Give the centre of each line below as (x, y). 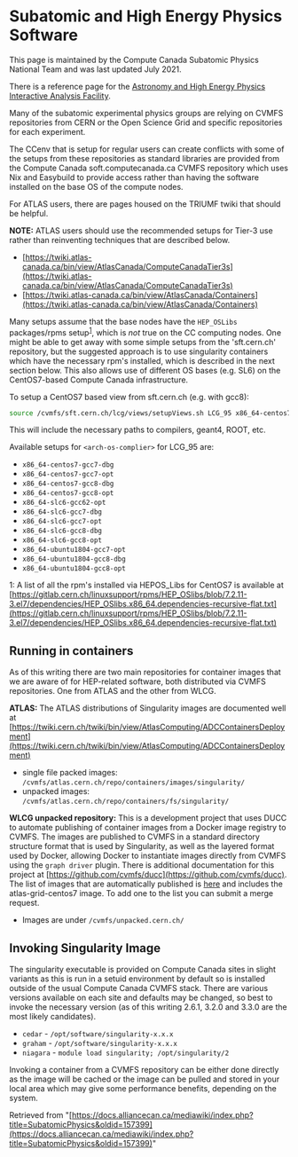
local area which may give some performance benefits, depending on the (143, 1089)
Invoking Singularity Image (85, 948)
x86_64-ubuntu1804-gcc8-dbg (74, 559)
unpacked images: (56, 791)
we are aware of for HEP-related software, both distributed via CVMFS (137, 681)
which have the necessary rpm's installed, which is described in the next (142, 360)
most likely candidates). (52, 1017)
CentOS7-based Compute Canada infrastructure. (99, 380)
